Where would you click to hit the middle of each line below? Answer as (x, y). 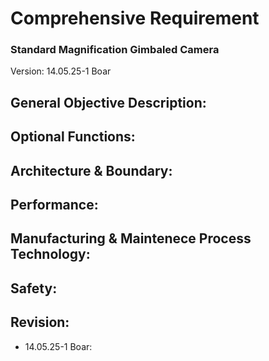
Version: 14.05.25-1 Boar (61, 71)
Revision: (40, 322)
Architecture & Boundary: (91, 170)
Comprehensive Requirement (135, 18)
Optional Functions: (73, 137)
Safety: (34, 288)
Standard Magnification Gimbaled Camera (115, 50)
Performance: (54, 205)
